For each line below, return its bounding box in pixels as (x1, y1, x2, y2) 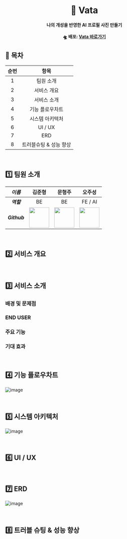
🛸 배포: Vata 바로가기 (62, 33, 106, 39)
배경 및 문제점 (5, 300, 37, 307)
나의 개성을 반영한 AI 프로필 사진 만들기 (46, 22, 122, 28)
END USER (5, 314, 31, 321)
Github (8, 214, 25, 221)
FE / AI (81, 198, 97, 205)
